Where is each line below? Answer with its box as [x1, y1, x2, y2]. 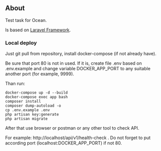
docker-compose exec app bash [5, 95, 68, 100]
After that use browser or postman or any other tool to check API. [5, 125, 140, 131]
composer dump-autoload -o [5, 103, 61, 109]
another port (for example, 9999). [5, 71, 74, 77]
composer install [5, 99, 41, 104]
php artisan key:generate [5, 112, 59, 117]
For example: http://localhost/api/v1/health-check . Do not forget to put [5, 135, 151, 141]
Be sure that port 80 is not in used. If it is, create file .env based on [5, 60, 142, 66]
